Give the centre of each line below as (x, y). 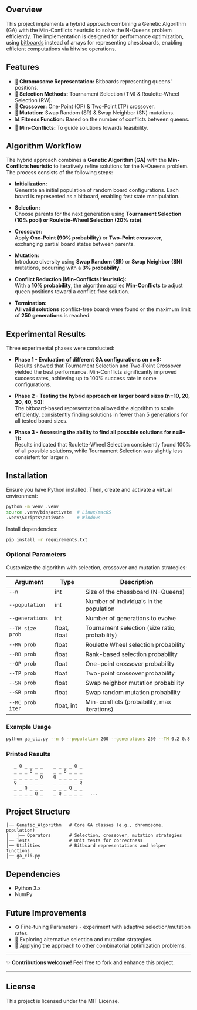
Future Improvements (46, 913)
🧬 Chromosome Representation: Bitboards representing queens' (93, 81)
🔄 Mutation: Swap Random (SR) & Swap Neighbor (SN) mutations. (94, 112)
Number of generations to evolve (131, 618)
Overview (24, 10)
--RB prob (23, 654)
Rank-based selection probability (131, 654)
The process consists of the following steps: (60, 173)
